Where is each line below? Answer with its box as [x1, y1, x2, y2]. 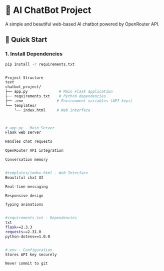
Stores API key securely [5, 252, 57, 257]
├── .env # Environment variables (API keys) [5, 98, 133, 103]
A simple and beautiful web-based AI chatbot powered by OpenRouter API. [5, 21, 159, 27]
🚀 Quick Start [5, 35, 47, 44]
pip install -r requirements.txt [5, 62, 75, 67]
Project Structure [5, 75, 43, 80]
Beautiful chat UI [5, 175, 43, 180]
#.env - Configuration [5, 247, 52, 253]
